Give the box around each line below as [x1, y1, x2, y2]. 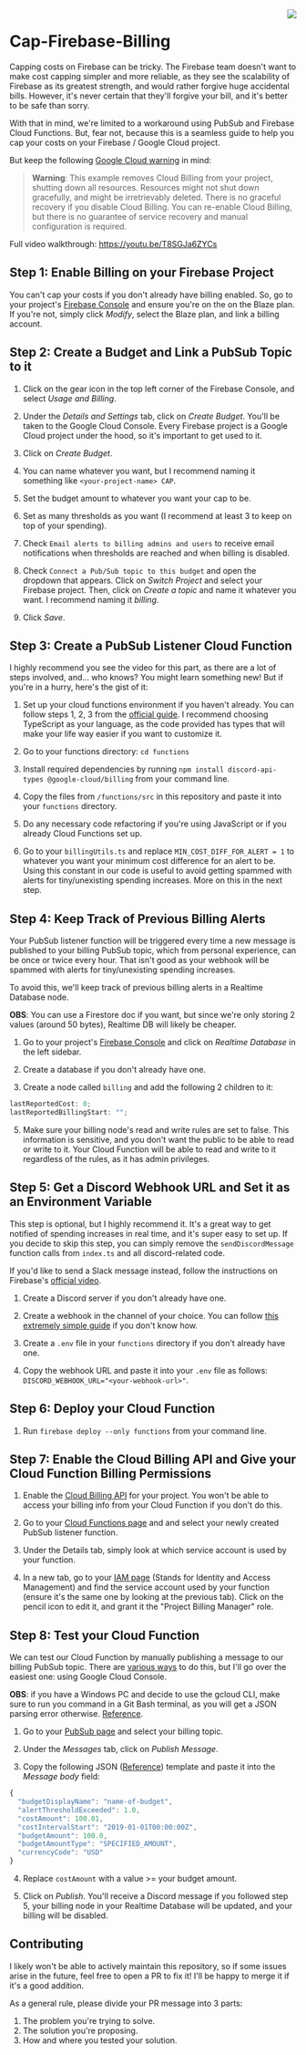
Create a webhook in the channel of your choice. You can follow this [22, 1310, 280, 1321]
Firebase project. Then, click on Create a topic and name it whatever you [22, 584, 297, 596]
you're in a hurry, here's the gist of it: [9, 681, 148, 692]
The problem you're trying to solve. [22, 2015, 156, 2026]
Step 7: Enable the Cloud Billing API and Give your [9, 1451, 297, 1467]
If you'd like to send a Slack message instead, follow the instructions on [9, 1265, 278, 1276]
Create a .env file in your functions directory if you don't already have [22, 1337, 286, 1348]
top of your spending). [22, 520, 107, 531]
